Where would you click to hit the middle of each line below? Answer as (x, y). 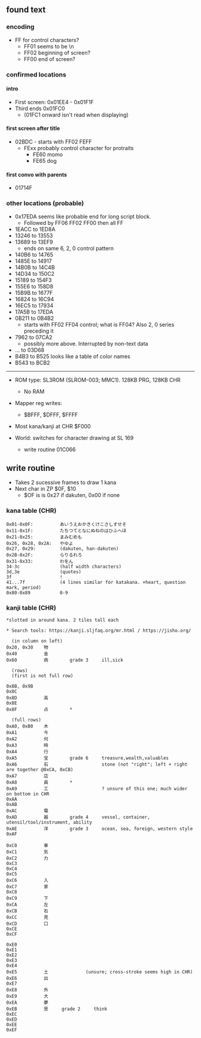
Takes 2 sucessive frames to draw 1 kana (66, 483)
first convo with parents (37, 174)
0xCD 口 (28, 924)
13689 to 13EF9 (34, 242)
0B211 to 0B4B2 (34, 318)
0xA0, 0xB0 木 (28, 726)
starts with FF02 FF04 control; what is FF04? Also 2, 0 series (99, 324)
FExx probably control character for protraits (79, 148)
